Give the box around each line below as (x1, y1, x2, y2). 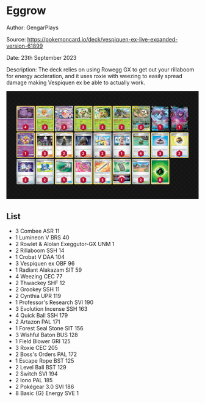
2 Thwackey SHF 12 (15, 279, 65, 287)
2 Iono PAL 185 (15, 377, 53, 384)
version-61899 (6, 42, 43, 49)
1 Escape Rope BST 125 (15, 357, 74, 365)
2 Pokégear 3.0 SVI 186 (15, 383, 74, 391)
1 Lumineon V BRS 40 (15, 234, 70, 241)
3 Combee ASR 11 (15, 227, 60, 235)
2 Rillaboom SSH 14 (15, 247, 65, 254)
